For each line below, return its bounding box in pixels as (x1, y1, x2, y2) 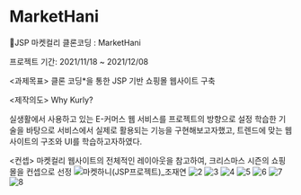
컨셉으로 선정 (25, 166, 72, 177)
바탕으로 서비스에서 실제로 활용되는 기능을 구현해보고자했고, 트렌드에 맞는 (25, 124, 283, 136)
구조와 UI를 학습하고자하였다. (40, 136, 143, 146)
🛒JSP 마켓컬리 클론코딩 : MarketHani (9, 37, 141, 48)
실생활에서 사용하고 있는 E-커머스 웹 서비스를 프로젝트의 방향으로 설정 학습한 (9, 113, 277, 124)
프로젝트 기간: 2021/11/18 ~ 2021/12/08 (9, 56, 149, 66)
